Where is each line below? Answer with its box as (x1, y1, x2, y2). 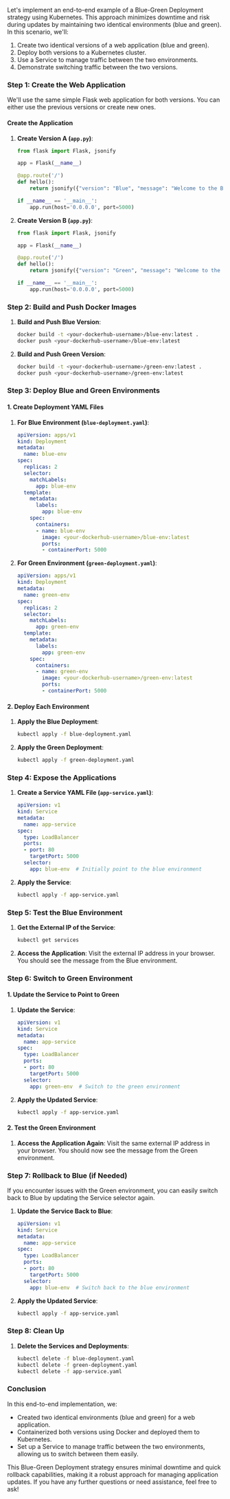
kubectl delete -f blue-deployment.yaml (16, 1355, 135, 1362)
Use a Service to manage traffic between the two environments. (16, 56, 198, 64)
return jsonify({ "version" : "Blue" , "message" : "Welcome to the (30, 185, 218, 192)
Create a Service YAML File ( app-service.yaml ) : (16, 789, 154, 797)
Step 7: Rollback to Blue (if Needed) (7, 1170, 128, 1180)
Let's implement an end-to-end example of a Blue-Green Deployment (7, 6, 204, 14)
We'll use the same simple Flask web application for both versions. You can (7, 96, 220, 104)
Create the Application (7, 118, 73, 127)
